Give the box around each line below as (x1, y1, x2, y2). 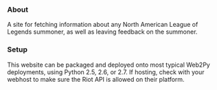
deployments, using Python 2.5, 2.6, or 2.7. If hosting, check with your (7, 67, 205, 76)
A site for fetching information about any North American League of (7, 21, 198, 29)
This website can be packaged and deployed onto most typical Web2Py (7, 60, 211, 69)
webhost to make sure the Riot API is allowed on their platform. (7, 75, 185, 83)
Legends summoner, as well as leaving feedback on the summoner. (7, 27, 198, 36)
